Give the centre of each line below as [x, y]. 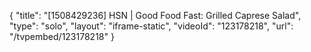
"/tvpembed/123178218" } [62, 36]
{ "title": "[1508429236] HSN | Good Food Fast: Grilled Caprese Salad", [155, 15]
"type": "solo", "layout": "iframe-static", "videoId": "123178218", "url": [151, 26]
